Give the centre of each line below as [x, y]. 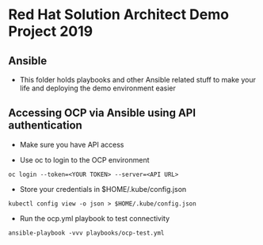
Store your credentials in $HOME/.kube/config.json [103, 189]
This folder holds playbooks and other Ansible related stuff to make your [137, 80]
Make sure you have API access [72, 144]
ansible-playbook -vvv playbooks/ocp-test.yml [86, 233]
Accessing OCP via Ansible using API [102, 113]
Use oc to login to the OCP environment [84, 159]
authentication [46, 126]
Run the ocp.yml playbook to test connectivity [95, 218]
